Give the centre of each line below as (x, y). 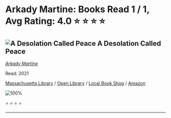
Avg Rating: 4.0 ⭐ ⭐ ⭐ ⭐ (55, 21)
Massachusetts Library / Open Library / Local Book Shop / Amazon (76, 83)
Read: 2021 (17, 73)
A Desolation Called (129, 43)
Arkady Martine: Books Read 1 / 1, (77, 9)
